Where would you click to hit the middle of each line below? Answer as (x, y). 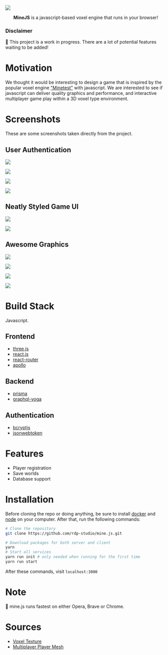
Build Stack (30, 306)
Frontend (20, 336)
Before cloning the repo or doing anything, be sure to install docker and (80, 513)
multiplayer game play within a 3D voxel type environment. (67, 99)
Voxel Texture (27, 641)
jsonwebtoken (27, 433)
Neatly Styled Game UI (42, 207)
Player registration (32, 468)
